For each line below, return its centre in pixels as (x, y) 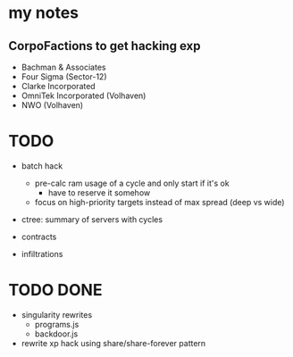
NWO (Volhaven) (52, 105)
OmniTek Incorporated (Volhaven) (84, 95)
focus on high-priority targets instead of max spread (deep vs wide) (159, 202)
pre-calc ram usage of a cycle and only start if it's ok (132, 183)
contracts (39, 237)
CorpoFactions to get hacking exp (105, 46)
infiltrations (42, 253)
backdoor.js (56, 334)
